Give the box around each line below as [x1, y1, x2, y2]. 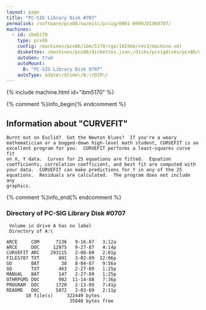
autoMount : [17, 60, 45, 66]
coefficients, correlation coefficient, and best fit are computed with [6, 161, 196, 168]
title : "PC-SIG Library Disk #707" [6, 15, 97, 21]
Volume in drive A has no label [9, 223, 92, 229]
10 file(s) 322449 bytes [25, 293, 100, 299]
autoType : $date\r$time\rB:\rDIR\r [17, 72, 109, 78]
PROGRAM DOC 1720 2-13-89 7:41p [6, 282, 116, 289]
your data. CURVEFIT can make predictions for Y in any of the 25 [6, 167, 183, 173]
